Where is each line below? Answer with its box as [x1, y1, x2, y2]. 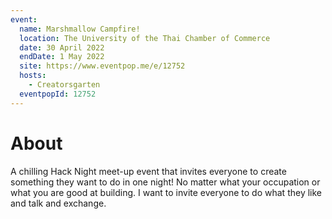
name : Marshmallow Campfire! [19, 24, 141, 34]
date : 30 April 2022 [19, 42, 105, 53]
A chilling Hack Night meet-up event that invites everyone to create [10, 165, 287, 177]
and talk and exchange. [10, 197, 107, 209]
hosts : [19, 71, 47, 81]
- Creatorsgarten [28, 80, 101, 90]
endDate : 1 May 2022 [19, 52, 105, 62]
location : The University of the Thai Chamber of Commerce [19, 33, 271, 43]
